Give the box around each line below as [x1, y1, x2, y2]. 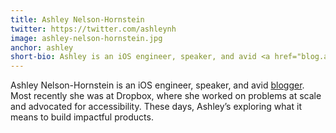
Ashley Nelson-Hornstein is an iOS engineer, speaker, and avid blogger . [10, 79, 305, 91]
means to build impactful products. [10, 111, 154, 123]
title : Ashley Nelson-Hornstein [10, 14, 145, 25]
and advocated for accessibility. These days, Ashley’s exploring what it [10, 101, 302, 113]
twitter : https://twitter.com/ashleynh [10, 24, 177, 34]
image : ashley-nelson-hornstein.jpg [10, 33, 163, 43]
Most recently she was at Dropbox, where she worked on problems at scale [10, 90, 322, 102]
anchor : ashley [10, 42, 74, 53]
